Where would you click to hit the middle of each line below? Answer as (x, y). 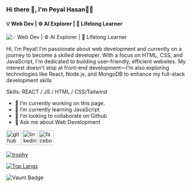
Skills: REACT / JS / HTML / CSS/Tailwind (57, 92)
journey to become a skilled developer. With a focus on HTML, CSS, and (95, 55)
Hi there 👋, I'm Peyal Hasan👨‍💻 (50, 9)
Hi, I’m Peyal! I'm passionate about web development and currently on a (94, 49)
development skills (29, 80)
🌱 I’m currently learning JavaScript (57, 109)
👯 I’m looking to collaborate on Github (61, 116)
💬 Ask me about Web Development (57, 122)
